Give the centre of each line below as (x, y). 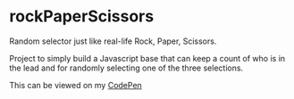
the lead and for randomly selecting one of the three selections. (126, 68)
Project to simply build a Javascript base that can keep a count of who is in (147, 58)
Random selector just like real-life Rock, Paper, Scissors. (113, 41)
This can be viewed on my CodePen (76, 85)
